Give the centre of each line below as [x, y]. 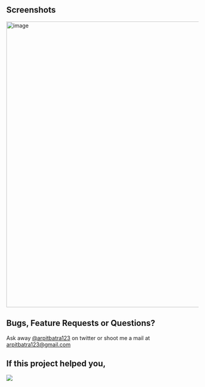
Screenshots [31, 10]
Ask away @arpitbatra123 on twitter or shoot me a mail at [78, 338]
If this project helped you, [56, 363]
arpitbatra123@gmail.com [39, 344]
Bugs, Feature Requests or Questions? [81, 323]
